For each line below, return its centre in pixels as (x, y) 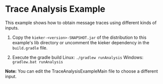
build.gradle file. (30, 48)
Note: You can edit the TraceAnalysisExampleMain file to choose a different (81, 71)
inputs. (12, 28)
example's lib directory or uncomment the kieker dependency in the (81, 42)
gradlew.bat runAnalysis (38, 62)
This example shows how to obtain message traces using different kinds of (81, 23)
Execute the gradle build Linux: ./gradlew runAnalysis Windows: (78, 57)
